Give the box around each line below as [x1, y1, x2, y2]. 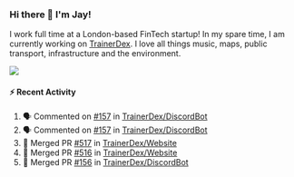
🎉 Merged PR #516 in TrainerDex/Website [22, 147, 178, 158]
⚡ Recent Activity [9, 86, 76, 97]
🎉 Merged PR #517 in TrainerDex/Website [22, 137, 177, 148]
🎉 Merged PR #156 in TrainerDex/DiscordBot [22, 156, 189, 167]
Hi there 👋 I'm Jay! [9, 8, 93, 21]
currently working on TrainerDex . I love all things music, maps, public [9, 38, 268, 49]
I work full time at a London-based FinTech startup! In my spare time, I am [9, 29, 286, 40]
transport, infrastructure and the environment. [9, 48, 181, 59]
